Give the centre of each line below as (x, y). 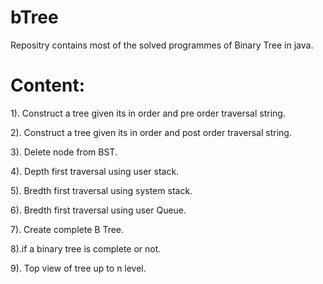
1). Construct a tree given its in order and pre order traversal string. (148, 113)
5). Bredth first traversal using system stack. (101, 190)
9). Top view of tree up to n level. (78, 268)
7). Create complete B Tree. (67, 229)
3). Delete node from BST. (64, 152)
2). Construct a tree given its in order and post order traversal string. (151, 132)
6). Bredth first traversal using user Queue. (98, 210)
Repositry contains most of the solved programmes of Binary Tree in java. (162, 45)
